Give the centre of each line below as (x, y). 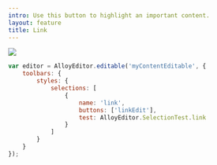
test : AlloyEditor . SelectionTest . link (142, 117)
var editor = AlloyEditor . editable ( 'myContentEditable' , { (107, 66)
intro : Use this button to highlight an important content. (109, 15)
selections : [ (73, 88)
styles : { (52, 81)
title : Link (28, 30)
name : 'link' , (102, 103)
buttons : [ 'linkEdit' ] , (118, 110)
